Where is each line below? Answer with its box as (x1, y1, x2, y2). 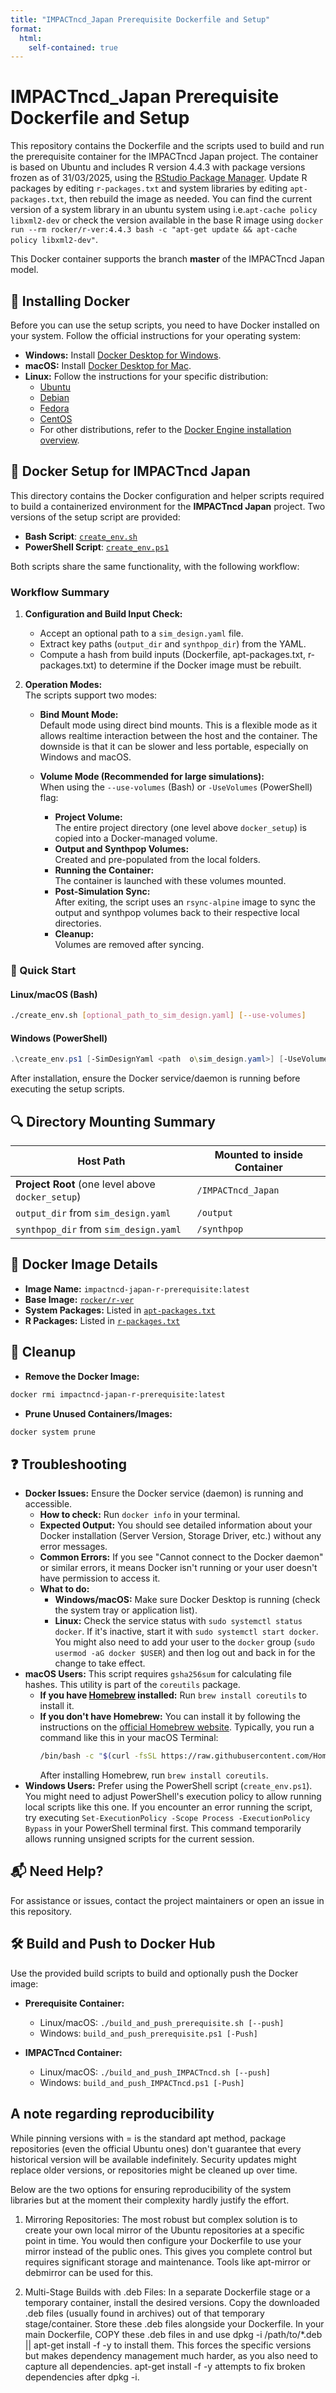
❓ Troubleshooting (10, 1456, 127, 1473)
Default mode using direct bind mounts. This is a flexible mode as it (39, 719, 318, 731)
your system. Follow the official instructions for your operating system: (10, 330, 302, 341)
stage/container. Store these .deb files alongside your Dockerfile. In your (24, 2317, 325, 2330)
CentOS (39, 413, 73, 425)
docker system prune (10, 1427, 97, 1437)
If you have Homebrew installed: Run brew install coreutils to (39, 1689, 308, 1701)
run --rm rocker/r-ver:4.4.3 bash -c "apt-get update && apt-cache (10, 225, 298, 235)
